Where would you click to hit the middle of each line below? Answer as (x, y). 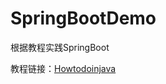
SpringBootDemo (83, 18)
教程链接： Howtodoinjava (63, 68)
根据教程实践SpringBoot (60, 47)
